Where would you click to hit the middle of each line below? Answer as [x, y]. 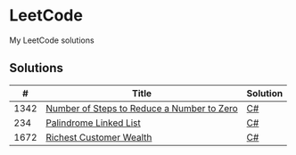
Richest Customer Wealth [99, 137]
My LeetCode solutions [52, 40]
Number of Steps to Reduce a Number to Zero [142, 108]
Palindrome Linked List [93, 123]
